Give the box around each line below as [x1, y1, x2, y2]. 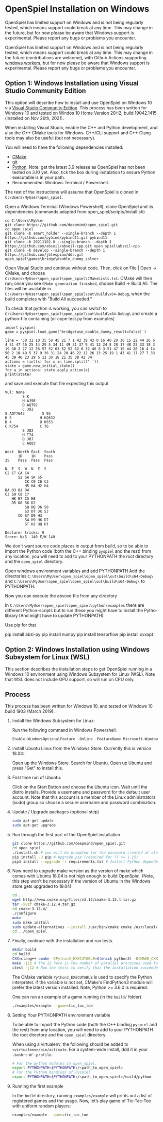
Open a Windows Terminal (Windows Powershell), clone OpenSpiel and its [5, 203, 154, 210]
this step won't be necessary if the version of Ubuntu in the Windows [12, 878, 150, 884]
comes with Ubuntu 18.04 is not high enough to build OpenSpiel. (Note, [12, 873, 154, 879]
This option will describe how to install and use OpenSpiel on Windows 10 [5, 100, 152, 105]
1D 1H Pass [17, 454, 53, 458]
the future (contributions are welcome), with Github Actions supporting [5, 54, 147, 60]
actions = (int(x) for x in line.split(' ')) [5, 359, 98, 364]
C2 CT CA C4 [5, 471, 29, 475]
